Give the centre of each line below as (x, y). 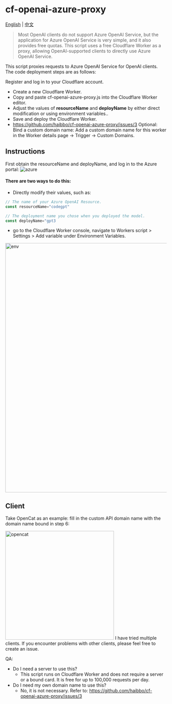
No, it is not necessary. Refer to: (54, 691)
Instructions (25, 152)
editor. (19, 102)
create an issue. (22, 649)
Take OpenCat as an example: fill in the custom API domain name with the (83, 518)
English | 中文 (20, 24)
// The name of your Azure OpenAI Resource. (53, 202)
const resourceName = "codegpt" (38, 206)
